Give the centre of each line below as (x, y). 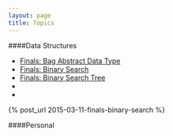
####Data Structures (43, 45)
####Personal (32, 125)
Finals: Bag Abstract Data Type (70, 61)
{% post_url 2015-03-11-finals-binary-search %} (87, 110)
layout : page (30, 15)
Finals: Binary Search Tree (62, 77)
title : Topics (32, 23)
